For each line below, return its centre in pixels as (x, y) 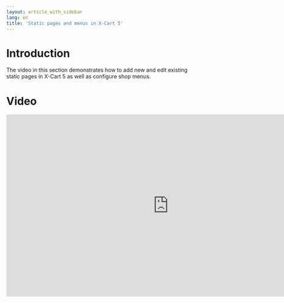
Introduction (38, 53)
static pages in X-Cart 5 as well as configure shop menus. (79, 77)
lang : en (17, 18)
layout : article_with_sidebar (45, 12)
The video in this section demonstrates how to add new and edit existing (97, 70)
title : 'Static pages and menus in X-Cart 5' (65, 23)
